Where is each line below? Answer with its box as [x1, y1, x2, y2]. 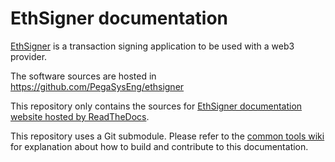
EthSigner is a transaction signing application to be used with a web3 [10, 40, 295, 52]
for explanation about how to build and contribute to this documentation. [10, 140, 309, 152]
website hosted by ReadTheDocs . [10, 110, 150, 122]
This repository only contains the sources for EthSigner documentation [10, 100, 303, 112]
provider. [10, 50, 48, 62]
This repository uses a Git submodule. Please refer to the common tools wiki [10, 130, 325, 142]
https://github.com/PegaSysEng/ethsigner [10, 80, 185, 92]
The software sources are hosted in [10, 70, 157, 82]
